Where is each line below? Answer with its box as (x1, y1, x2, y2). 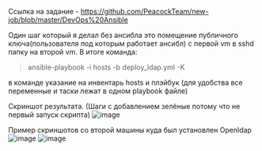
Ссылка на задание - (8, 7, 79, 16)
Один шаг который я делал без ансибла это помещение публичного (8, 31, 239, 40)
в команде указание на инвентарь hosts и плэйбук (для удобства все (8, 78, 243, 87)
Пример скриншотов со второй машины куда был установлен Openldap (8, 126, 252, 134)
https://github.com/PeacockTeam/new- (80, 7, 209, 16)
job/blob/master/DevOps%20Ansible (8, 15, 128, 25)
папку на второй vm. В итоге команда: (8, 47, 138, 56)
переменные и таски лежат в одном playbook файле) (8, 86, 188, 96)
